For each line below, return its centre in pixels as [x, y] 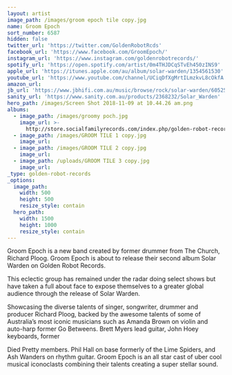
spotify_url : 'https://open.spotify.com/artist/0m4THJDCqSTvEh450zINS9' [114, 65]
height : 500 [37, 200]
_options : [21, 180]
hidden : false [28, 39]
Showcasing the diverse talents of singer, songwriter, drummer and [103, 307]
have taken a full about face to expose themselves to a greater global [106, 286]
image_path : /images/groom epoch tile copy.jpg [77, 20]
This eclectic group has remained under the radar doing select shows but [112, 279]
